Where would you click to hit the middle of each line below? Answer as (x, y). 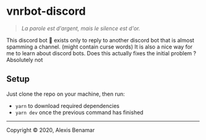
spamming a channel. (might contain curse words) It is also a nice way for (100, 47)
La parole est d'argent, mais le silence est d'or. (81, 28)
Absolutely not (25, 60)
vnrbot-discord (46, 11)
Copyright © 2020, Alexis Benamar (51, 130)
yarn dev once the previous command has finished (79, 112)
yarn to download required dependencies (67, 106)
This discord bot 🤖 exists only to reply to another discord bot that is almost (100, 40)
